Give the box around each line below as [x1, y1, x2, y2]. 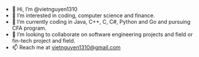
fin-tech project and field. [11, 37, 76, 44]
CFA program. [11, 24, 47, 31]
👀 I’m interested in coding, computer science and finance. [11, 12, 155, 19]
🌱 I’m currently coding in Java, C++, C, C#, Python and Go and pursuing [11, 18, 191, 25]
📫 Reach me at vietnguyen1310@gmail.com [11, 44, 121, 50]
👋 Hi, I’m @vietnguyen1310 [11, 6, 78, 12]
